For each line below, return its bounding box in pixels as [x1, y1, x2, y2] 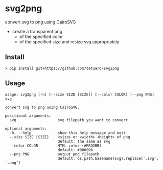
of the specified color [19, 34, 63, 39]
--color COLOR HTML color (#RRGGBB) [9, 143, 102, 148]
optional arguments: [5, 126, 47, 131]
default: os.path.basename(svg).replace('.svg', [57, 156, 159, 161]
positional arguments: [5, 113, 51, 118]
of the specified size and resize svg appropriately [19, 38, 119, 44]
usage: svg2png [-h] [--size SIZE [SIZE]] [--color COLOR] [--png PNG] [5, 92, 154, 97]
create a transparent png [12, 28, 63, 34]
